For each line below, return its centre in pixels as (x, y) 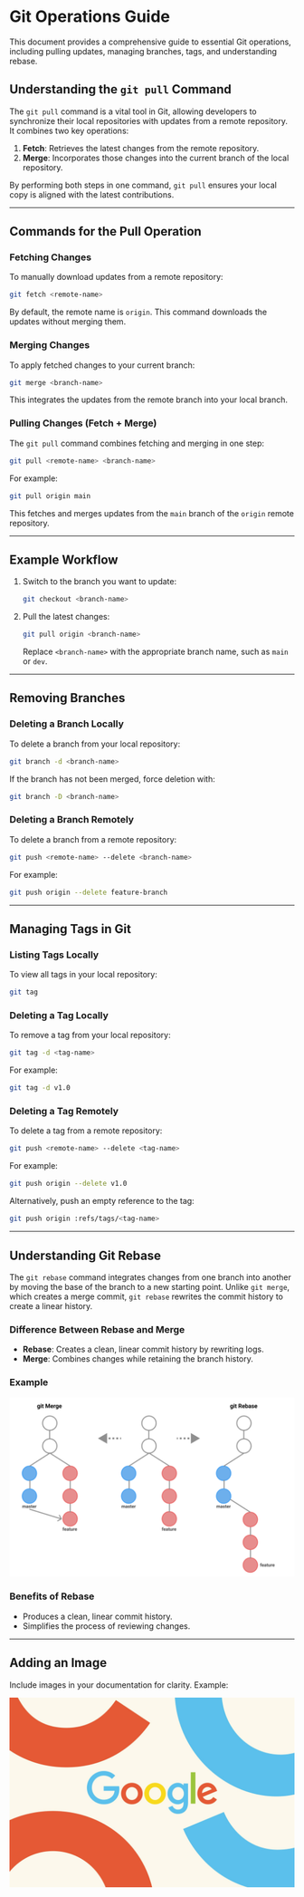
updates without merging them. (68, 322)
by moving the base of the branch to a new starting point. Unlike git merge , (150, 1286)
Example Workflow (64, 559)
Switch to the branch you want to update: (100, 582)
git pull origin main (50, 496)
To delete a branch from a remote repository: (93, 839)
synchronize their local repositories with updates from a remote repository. (148, 120)
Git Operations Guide (90, 17)
